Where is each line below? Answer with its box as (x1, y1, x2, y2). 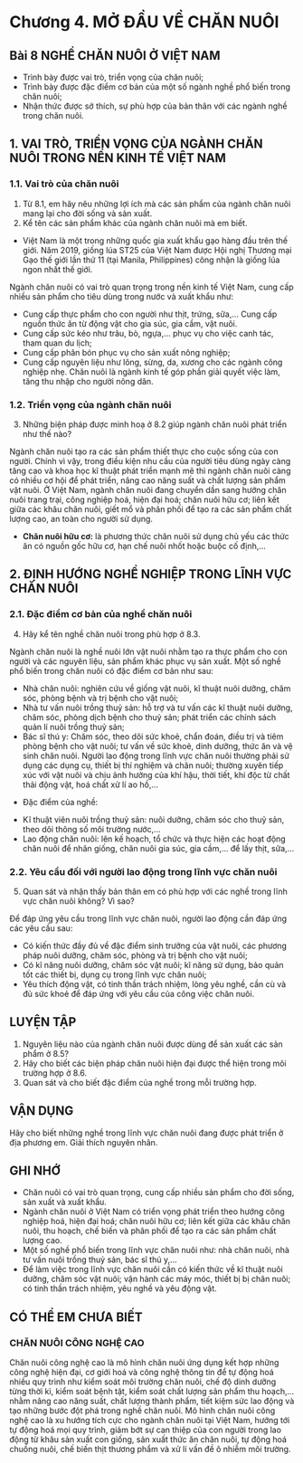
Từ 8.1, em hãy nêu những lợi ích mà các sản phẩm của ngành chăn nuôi (22, 198, 291, 209)
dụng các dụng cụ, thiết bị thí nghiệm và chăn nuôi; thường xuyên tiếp (22, 759, 284, 771)
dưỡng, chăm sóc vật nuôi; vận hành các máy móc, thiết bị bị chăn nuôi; (22, 1274, 291, 1285)
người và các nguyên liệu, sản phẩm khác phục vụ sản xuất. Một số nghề (9, 655, 282, 667)
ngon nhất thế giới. (22, 263, 93, 274)
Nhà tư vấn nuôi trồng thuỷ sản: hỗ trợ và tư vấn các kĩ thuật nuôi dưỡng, (22, 702, 293, 713)
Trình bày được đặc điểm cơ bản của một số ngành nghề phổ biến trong (22, 81, 291, 92)
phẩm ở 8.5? (22, 1048, 70, 1059)
